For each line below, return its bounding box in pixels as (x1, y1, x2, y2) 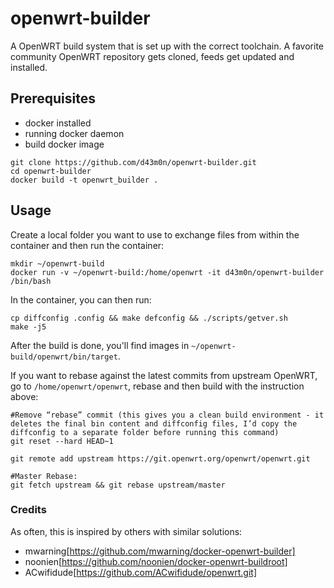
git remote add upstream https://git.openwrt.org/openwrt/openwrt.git (10, 453, 311, 464)
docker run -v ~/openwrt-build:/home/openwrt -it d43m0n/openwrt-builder (10, 267, 325, 277)
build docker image (24, 138, 105, 150)
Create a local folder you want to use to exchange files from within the (10, 228, 300, 241)
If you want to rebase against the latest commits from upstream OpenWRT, (10, 369, 318, 381)
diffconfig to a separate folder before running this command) (10, 427, 280, 437)
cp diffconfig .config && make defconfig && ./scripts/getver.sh (10, 313, 288, 323)
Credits (10, 503, 47, 517)
